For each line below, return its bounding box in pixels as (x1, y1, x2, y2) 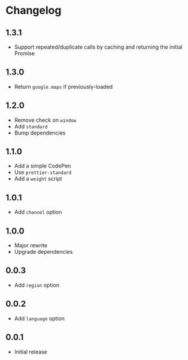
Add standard (14, 122, 48, 130)
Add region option (14, 281, 60, 289)
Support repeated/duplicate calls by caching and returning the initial (14, 43, 183, 50)
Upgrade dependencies (14, 248, 73, 256)
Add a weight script (14, 175, 62, 182)
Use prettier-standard (14, 169, 72, 176)
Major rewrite (14, 242, 48, 249)
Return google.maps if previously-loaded (14, 83, 113, 90)
